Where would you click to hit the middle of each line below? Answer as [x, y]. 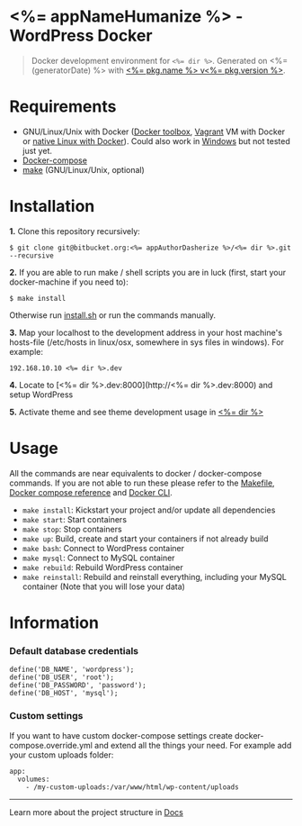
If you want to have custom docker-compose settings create [121, 735]
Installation [52, 207]
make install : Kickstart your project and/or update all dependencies [149, 510]
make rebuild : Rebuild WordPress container [102, 567]
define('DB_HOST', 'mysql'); [64, 694]
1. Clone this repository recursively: [75, 231]
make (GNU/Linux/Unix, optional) [84, 169]
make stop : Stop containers [72, 529]
